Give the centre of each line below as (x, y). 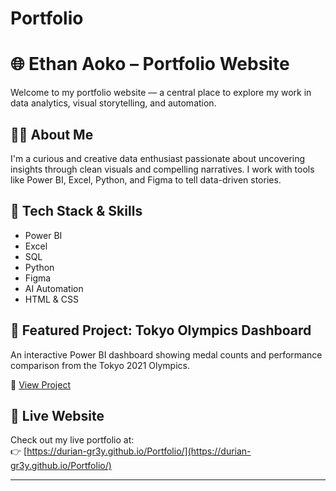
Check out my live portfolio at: (72, 440)
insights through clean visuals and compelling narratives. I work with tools (162, 169)
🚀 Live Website (57, 415)
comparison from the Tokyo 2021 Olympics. (100, 365)
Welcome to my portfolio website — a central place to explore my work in (161, 93)
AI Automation (54, 288)
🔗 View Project (40, 384)
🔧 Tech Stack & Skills (76, 211)
